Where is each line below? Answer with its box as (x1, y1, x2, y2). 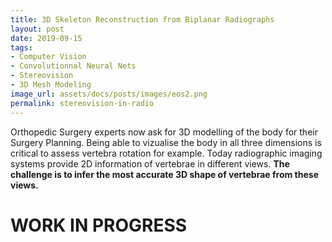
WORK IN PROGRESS (10, 214, 188, 236)
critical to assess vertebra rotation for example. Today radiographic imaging (10, 147, 323, 159)
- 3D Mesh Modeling (10, 80, 92, 90)
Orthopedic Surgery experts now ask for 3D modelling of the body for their (10, 126, 318, 138)
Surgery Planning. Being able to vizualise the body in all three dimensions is (10, 136, 322, 148)
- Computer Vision (10, 52, 87, 62)
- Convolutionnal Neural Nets (10, 61, 137, 71)
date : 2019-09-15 (10, 33, 83, 43)
